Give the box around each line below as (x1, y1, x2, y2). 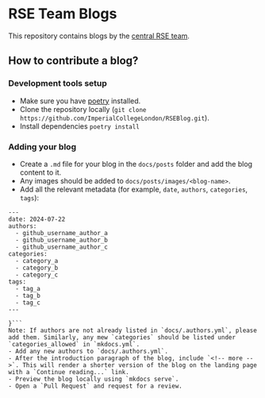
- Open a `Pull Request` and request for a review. (8, 382, 182, 390)
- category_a (15, 257, 59, 265)
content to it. (19, 168, 62, 177)
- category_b (15, 264, 59, 272)
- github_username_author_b (15, 236, 109, 244)
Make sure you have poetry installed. (19, 96, 141, 106)
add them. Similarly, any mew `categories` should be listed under (8, 333, 236, 342)
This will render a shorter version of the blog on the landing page (22, 361, 258, 369)
